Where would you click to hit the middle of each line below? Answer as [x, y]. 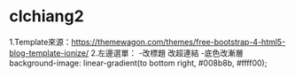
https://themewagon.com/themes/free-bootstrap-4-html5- [179, 42]
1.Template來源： [41, 42]
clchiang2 [47, 16]
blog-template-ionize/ [49, 53]
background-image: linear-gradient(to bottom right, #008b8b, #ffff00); [138, 63]
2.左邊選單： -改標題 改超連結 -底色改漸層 [167, 53]
